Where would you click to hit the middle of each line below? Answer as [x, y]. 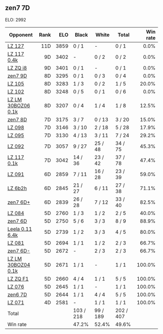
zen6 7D [17, 295]
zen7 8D [17, 120]
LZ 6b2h [17, 188]
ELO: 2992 [16, 19]
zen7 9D [17, 76]
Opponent [21, 35]
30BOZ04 [19, 264]
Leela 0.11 [20, 229]
